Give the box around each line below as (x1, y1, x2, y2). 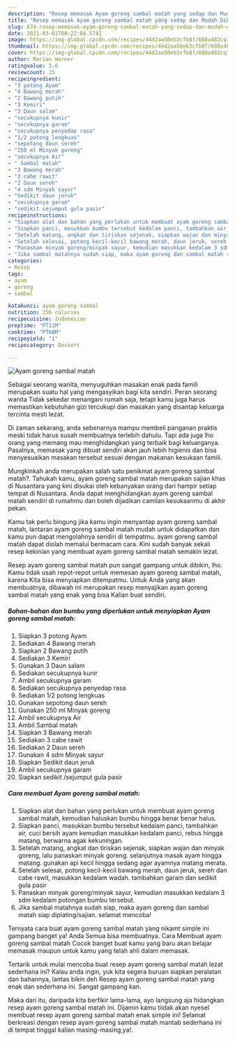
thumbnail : (8, 43, 40, 50)
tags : (8, 270, 24, 277)
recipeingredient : (8, 75, 61, 83)
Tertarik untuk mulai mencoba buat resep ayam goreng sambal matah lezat (8, 960, 224, 969)
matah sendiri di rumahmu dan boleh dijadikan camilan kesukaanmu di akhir (8, 497, 226, 505)
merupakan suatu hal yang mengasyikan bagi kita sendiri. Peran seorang (8, 388, 217, 396)
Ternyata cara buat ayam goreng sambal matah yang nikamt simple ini (8, 924, 210, 933)
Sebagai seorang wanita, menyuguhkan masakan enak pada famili (8, 381, 198, 389)
